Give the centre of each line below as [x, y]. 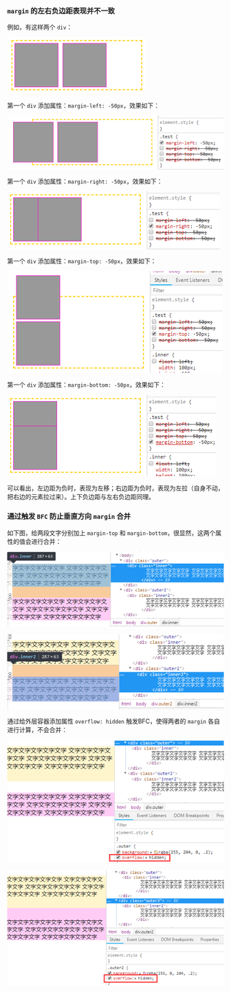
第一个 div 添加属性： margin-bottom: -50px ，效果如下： [87, 385]
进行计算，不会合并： [37, 729]
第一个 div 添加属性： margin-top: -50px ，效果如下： [82, 261]
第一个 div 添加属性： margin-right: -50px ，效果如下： [85, 181]
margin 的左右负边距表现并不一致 [61, 10]
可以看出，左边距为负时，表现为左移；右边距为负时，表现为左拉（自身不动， [115, 488]
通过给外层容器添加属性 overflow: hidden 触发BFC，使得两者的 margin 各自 [113, 721]
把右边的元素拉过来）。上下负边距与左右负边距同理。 [81, 497]
